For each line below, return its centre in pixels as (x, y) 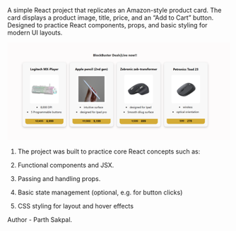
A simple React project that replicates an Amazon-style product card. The (114, 10)
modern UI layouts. (35, 32)
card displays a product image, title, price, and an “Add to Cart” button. (111, 18)
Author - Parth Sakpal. (40, 220)
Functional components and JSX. (66, 166)
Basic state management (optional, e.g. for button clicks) (100, 192)
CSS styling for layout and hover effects (76, 206)
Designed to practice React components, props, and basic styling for (107, 25)
